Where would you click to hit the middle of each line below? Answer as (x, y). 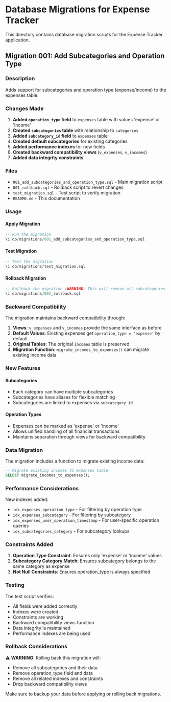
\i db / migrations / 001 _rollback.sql (43, 294)
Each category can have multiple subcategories (63, 392)
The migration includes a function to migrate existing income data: (75, 461)
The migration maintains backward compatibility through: (65, 318)
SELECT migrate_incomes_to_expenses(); (48, 475)
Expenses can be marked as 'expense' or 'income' (66, 426)
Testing (15, 585)
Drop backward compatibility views (50, 684)
